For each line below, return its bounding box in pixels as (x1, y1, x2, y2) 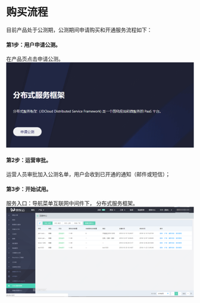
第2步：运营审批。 (6, 156, 52, 164)
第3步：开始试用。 (6, 185, 52, 192)
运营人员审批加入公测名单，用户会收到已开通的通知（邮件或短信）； (6, 171, 171, 178)
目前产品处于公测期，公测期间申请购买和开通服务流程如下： (6, 26, 152, 33)
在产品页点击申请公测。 (6, 55, 64, 63)
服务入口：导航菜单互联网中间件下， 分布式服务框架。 (6, 200, 138, 207)
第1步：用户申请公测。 (6, 41, 61, 48)
